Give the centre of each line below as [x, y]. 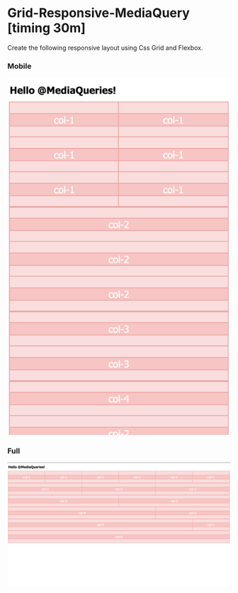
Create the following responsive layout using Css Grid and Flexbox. [105, 47]
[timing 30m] [47, 28]
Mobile [19, 66]
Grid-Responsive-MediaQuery [98, 13]
